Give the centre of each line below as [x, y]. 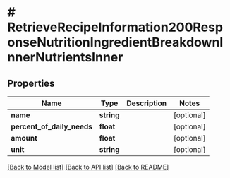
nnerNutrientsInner [65, 58]
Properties [31, 83]
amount [24, 138]
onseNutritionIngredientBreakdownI [115, 42]
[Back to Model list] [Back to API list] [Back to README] [88, 167]
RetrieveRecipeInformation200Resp [115, 27]
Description [147, 103]
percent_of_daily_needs [52, 126]
